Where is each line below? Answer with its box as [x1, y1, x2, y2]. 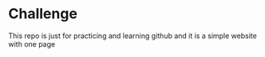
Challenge [8, 5, 78, 23]
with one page [8, 39, 56, 48]
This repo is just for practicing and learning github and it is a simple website [8, 31, 257, 40]
